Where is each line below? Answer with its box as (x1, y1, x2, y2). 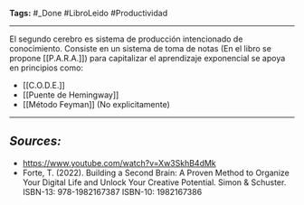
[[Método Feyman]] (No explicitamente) (22, 99, 170, 109)
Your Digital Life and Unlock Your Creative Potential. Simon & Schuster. (22, 176, 287, 188)
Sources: (9, 134, 62, 149)
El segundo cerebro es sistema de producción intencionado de (9, 33, 243, 44)
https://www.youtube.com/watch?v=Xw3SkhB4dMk (22, 157, 217, 168)
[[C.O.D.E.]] (22, 80, 65, 90)
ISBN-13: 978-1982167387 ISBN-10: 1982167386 (22, 186, 203, 197)
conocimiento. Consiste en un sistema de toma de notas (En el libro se (9, 43, 271, 53)
